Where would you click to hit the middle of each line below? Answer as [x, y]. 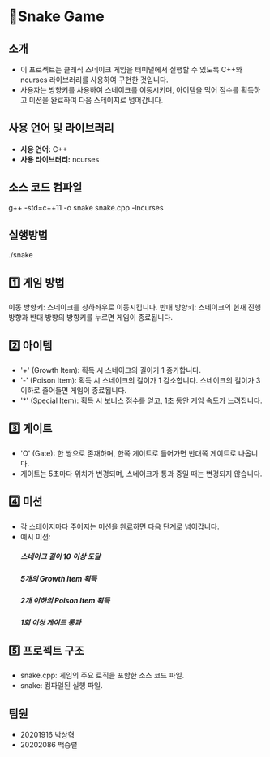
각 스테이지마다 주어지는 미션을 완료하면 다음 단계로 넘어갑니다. [120, 526]
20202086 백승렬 [49, 745]
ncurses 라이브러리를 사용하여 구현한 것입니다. [94, 80]
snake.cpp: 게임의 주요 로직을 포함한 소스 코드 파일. [102, 675]
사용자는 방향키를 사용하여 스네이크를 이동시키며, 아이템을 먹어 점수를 [129, 90]
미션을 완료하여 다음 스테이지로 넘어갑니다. [96, 100]
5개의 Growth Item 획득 [58, 578]
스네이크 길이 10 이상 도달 [60, 556]
